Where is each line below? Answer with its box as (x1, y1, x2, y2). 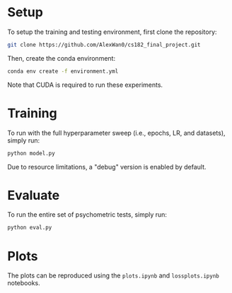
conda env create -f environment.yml (7, 68, 119, 75)
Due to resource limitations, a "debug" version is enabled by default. (7, 162, 207, 171)
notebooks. (7, 279, 40, 287)
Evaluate (7, 187, 60, 203)
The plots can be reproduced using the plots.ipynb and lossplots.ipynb (7, 271, 219, 280)
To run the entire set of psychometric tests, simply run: (7, 210, 168, 219)
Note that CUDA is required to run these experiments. (7, 80, 163, 89)
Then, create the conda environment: (7, 54, 115, 62)
